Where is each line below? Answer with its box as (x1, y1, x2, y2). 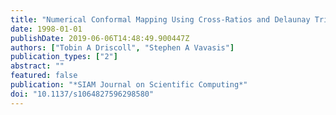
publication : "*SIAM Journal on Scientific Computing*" (10, 80, 248, 90)
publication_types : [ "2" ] (10, 52, 118, 62)
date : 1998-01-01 (10, 24, 83, 34)
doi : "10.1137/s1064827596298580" (10, 89, 155, 99)
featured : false (10, 71, 78, 81)
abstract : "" (10, 61, 65, 71)
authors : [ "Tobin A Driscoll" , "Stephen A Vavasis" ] (10, 42, 235, 53)
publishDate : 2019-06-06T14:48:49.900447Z (10, 33, 190, 43)
